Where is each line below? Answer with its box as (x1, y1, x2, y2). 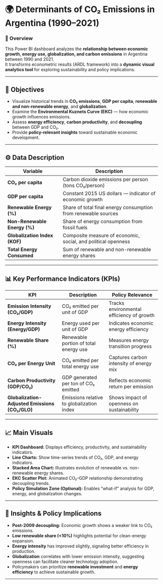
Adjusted (7, 400, 29, 407)
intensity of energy (109, 360, 152, 367)
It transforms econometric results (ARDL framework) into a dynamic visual (5, 61, 155, 67)
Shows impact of (109, 394, 147, 401)
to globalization (62, 400, 97, 407)
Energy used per (62, 320, 100, 327)
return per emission (109, 383, 154, 390)
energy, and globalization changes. (12, 490, 82, 496)
